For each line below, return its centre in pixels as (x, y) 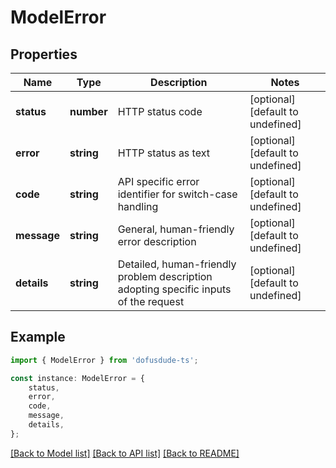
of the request (151, 301)
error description (157, 241)
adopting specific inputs (174, 289)
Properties (44, 54)
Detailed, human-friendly (177, 264)
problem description (165, 276)
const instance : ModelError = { (77, 378)
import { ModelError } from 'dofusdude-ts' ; (104, 360)
